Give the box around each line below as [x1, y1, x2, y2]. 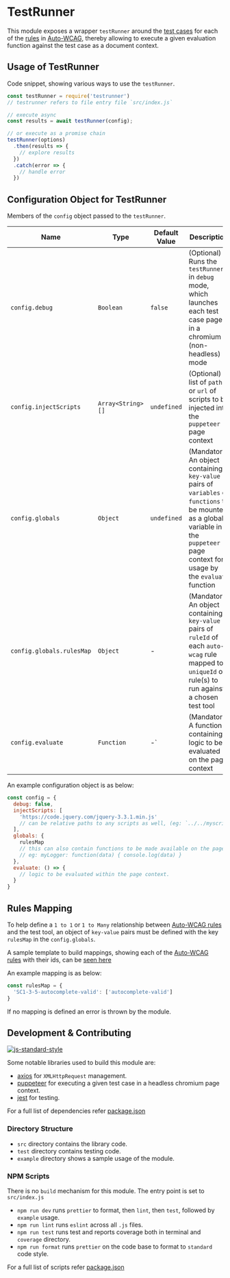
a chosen [188, 692, 219, 702]
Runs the [188, 257, 218, 266]
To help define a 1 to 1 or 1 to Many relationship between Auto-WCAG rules [7, 920, 222, 929]
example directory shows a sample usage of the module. [16, 1154, 175, 1162]
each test [188, 306, 219, 316]
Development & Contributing [7, 1027, 131, 1039]
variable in [188, 522, 222, 531]
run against [188, 684, 225, 694]
